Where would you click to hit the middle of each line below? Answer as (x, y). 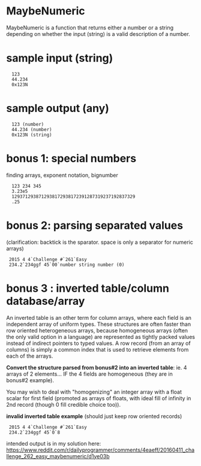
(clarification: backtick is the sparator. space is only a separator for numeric (100, 242)
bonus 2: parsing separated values (95, 225)
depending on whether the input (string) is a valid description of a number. (98, 34)
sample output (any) (58, 108)
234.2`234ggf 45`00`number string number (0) (67, 265)
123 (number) (28, 124)
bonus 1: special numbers (71, 158)
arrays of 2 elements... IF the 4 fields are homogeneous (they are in (89, 374)
